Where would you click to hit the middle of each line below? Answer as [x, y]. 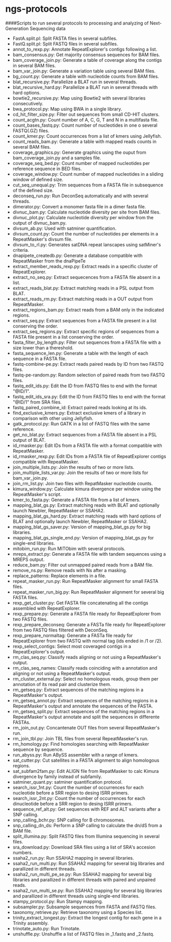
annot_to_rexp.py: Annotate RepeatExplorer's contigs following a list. [85, 49]
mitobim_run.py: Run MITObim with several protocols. [69, 548]
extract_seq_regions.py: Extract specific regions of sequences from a [86, 331]
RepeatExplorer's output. [39, 651]
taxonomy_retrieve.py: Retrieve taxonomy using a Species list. [78, 912]
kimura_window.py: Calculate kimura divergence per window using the [87, 489]
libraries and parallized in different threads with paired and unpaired [84, 880]
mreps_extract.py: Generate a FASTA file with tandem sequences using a [89, 554]
